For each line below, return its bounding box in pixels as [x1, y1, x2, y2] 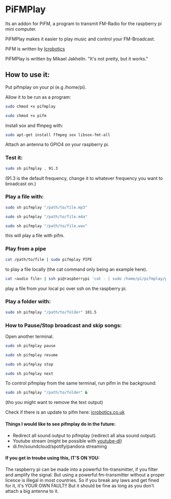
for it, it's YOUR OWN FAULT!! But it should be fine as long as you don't [5, 482, 154, 489]
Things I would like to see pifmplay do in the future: [5, 421, 116, 427]
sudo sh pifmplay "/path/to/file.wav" [5, 223, 88, 229]
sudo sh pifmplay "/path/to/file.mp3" [5, 205, 88, 210]
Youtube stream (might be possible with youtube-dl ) [12, 438, 122, 444]
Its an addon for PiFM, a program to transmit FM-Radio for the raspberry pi [5, 20, 162, 27]
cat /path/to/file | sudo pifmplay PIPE [5, 257, 93, 262]
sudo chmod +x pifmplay [5, 104, 56, 109]
